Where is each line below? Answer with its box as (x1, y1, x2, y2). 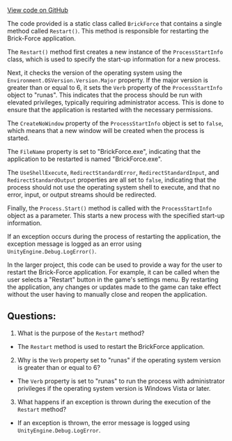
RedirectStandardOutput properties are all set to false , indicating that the (7, 176, 217, 184)
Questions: (7, 310, 56, 323)
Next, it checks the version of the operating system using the (7, 69, 183, 77)
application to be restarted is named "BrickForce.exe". (7, 155, 162, 163)
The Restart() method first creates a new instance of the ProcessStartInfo (7, 48, 224, 56)
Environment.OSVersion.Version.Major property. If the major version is (7, 76, 208, 84)
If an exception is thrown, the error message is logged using (17, 418, 190, 427)
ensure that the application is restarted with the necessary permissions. (7, 106, 213, 114)
